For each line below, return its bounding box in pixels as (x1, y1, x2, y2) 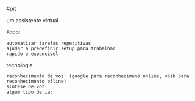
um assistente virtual (6, 17, 59, 24)
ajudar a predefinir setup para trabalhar (6, 45, 116, 51)
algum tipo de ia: (6, 89, 53, 95)
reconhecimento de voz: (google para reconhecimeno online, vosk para (6, 73, 190, 79)
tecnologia (6, 62, 33, 68)
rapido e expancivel (6, 51, 59, 57)
